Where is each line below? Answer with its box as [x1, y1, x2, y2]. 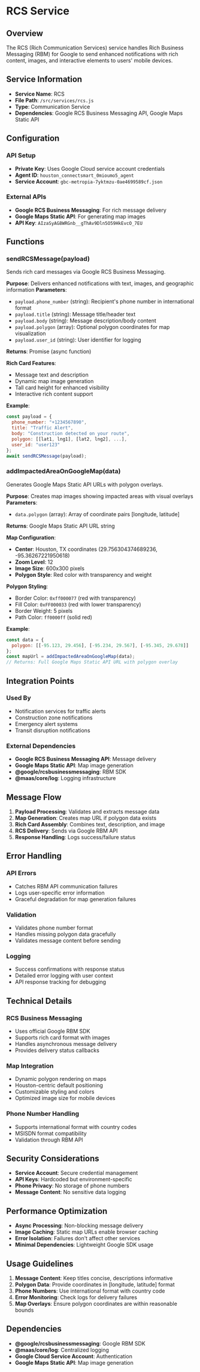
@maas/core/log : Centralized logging [14, 1346, 110, 1353]
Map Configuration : [6, 534, 56, 541]
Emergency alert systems [14, 720, 78, 727]
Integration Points [6, 675, 75, 686]
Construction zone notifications [14, 714, 93, 721]
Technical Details [6, 995, 72, 1006]
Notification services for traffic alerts [14, 707, 106, 715]
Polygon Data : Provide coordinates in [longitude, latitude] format [14, 1281, 175, 1288]
